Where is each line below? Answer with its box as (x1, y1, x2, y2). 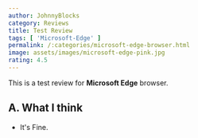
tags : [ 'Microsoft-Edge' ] (8, 34, 102, 42)
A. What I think (8, 101, 83, 115)
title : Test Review (8, 26, 73, 34)
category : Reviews (8, 19, 69, 27)
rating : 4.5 (8, 57, 48, 65)
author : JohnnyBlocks (8, 11, 80, 20)
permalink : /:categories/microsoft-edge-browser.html (8, 41, 191, 49)
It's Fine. (19, 122, 49, 132)
